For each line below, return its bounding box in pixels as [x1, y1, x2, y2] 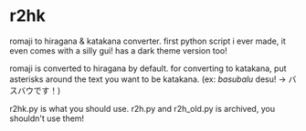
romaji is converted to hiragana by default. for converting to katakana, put [9, 63, 287, 74]
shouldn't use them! [9, 113, 85, 124]
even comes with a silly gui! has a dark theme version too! [9, 45, 227, 55]
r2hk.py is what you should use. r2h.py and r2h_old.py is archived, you [9, 103, 276, 114]
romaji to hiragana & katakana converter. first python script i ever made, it [9, 35, 286, 46]
